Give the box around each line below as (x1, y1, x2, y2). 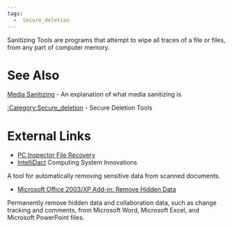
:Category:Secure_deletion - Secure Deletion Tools (7, 103, 153, 112)
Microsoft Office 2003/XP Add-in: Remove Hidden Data (17, 185, 176, 194)
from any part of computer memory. (7, 43, 110, 51)
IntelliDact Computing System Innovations (17, 158, 138, 167)
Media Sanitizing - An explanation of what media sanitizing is (7, 90, 182, 99)
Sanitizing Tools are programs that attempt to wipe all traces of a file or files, (7, 35, 226, 44)
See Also (7, 67, 60, 83)
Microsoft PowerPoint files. (7, 213, 85, 222)
